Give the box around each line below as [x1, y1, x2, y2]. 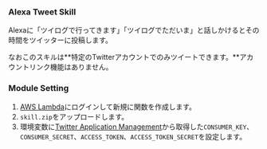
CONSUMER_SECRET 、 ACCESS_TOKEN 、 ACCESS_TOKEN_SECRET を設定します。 [19, 131, 247, 141]
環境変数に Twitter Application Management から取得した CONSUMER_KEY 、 [19, 122, 253, 131]
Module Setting [8, 83, 69, 94]
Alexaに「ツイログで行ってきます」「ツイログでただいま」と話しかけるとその [8, 25, 260, 35]
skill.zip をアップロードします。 [19, 112, 129, 121]
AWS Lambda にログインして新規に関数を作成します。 [19, 102, 197, 112]
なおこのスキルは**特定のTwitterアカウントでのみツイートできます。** [8, 53, 241, 62]
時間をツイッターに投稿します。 [8, 35, 113, 45]
